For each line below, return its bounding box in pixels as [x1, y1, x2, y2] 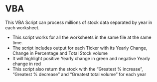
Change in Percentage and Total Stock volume [12, 50, 108, 56]
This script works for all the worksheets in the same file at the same [12, 34, 152, 40]
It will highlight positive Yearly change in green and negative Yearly [12, 55, 151, 61]
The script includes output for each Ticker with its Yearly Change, [12, 45, 148, 51]
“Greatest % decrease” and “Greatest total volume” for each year [12, 71, 147, 77]
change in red [12, 61, 41, 67]
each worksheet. [5, 24, 40, 30]
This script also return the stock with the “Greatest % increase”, [12, 66, 144, 72]
